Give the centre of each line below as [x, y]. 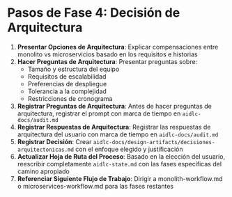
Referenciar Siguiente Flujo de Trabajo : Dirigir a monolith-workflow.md [120, 178]
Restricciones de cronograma [70, 98]
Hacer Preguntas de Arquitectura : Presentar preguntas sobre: [107, 61]
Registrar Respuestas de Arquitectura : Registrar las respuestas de [114, 127]
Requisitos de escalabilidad [67, 76]
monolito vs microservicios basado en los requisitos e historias [108, 54]
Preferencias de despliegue [67, 84]
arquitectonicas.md [46, 150]
